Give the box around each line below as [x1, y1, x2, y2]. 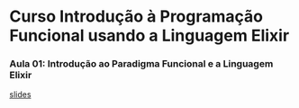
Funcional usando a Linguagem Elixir [9, 25, 290, 46]
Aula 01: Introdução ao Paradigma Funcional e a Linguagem [9, 58, 274, 70]
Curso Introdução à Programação [9, 6, 264, 27]
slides [9, 89, 32, 100]
